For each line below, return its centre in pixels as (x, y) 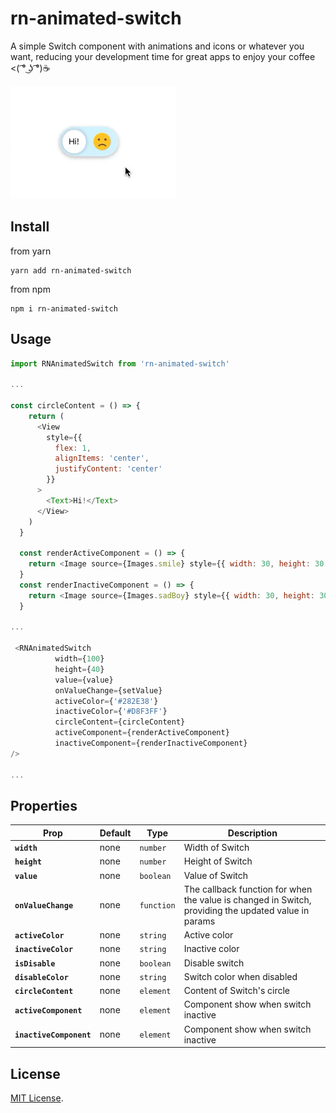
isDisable (35, 963)
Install (30, 227)
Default (115, 833)
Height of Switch (218, 861)
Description (252, 833)
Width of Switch (216, 848)
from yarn (31, 251)
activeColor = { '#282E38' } (106, 701)
